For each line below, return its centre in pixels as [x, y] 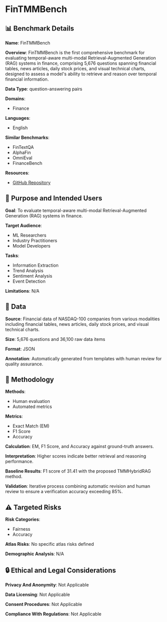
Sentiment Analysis [32, 276]
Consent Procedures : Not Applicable [44, 604]
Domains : [15, 98]
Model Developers [31, 246]
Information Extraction [35, 265]
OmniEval [22, 158]
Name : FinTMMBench [28, 43]
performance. [19, 462]
